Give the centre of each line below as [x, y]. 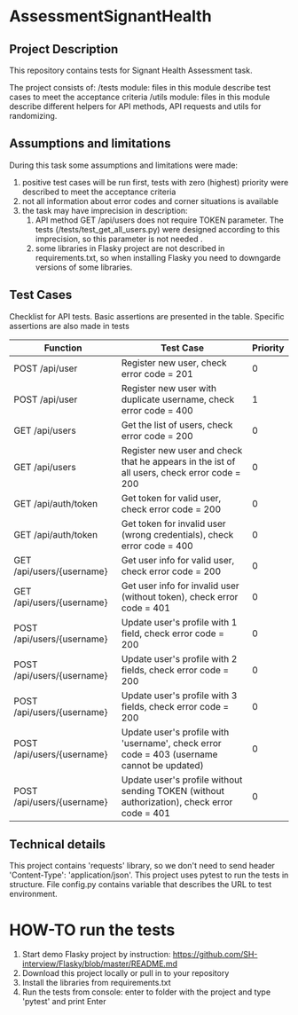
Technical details [58, 845]
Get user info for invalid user [180, 586]
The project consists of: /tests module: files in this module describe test [140, 87]
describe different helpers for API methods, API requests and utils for [135, 106]
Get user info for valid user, [178, 560]
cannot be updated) [162, 765]
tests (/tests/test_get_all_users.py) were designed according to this [157, 229]
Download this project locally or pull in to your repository [125, 973]
